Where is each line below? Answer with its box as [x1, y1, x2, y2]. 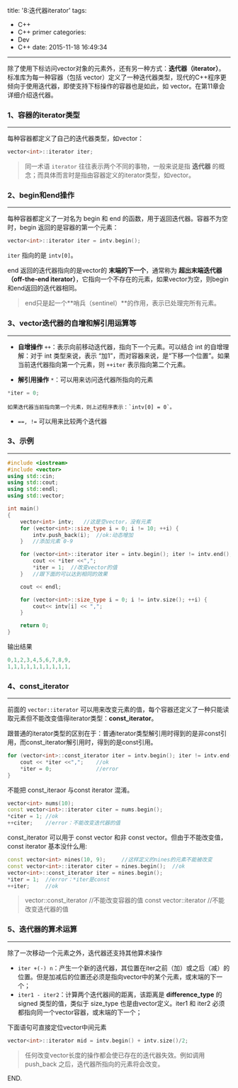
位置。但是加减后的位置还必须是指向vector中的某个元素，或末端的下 [17, 973, 217, 981]
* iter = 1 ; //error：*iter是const [7, 875, 110, 883]
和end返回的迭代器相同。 [7, 284, 81, 293]
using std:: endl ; [7, 486, 59, 493]
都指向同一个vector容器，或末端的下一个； [17, 1008, 142, 1016]
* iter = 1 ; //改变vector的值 [33, 564, 118, 572]
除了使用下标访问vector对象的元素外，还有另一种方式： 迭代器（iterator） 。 [7, 64, 225, 72]
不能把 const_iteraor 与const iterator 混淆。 [7, 786, 133, 794]
